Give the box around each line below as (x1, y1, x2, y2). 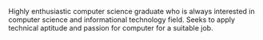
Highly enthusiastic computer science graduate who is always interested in (8, 7, 256, 16)
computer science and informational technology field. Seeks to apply (8, 15, 236, 24)
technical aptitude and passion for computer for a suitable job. (8, 24, 213, 32)
